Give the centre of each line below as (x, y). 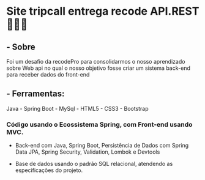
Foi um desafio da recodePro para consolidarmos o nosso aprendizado (96, 62)
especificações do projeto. (49, 170)
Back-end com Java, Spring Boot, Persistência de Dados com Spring (102, 146)
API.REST (174, 11)
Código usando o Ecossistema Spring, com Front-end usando (99, 124)
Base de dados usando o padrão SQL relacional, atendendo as (94, 164)
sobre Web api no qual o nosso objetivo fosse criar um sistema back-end (99, 68)
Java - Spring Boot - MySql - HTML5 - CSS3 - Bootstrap (77, 108)
